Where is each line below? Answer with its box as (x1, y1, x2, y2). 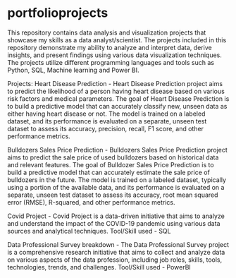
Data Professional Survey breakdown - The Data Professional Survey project (7, 240, 230, 248)
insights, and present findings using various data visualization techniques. (7, 51, 222, 59)
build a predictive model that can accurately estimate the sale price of (7, 168, 210, 176)
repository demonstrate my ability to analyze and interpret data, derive (7, 43, 213, 52)
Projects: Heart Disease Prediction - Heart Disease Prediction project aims (7, 79, 223, 87)
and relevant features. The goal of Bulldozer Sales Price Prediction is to (7, 160, 214, 169)
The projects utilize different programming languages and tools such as (7, 58, 215, 66)
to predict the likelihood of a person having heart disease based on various (7, 87, 225, 95)
